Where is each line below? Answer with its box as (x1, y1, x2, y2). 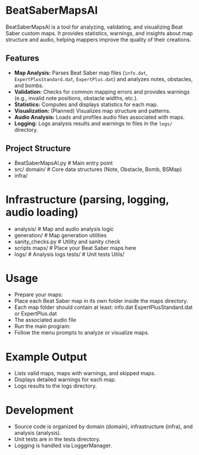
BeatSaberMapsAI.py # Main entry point (14, 159, 113, 166)
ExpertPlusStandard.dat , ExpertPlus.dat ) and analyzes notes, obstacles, (14, 75, 193, 82)
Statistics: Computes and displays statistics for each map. (14, 101, 158, 108)
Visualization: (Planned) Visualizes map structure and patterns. (14, 107, 171, 114)
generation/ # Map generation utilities (14, 231, 107, 239)
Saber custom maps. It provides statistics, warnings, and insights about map (5, 29, 193, 36)
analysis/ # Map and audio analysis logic (14, 225, 114, 233)
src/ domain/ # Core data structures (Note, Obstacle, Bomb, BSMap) (14, 165, 182, 173)
